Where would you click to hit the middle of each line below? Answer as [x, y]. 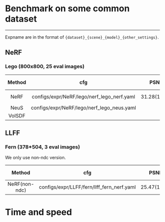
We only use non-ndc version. [36, 158]
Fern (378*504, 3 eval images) [42, 147]
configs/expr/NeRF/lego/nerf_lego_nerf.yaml [83, 97]
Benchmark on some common [68, 9]
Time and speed [39, 212]
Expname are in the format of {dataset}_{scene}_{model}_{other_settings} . [82, 37]
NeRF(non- [21, 184]
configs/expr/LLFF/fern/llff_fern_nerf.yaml [87, 187]
